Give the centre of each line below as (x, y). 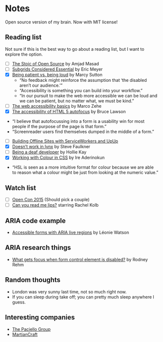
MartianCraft (25, 334)
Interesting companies (40, 317)
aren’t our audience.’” (41, 85)
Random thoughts (33, 280)
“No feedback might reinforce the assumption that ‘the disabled (83, 80)
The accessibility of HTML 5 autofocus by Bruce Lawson (69, 112)
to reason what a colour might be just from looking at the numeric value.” (85, 172)
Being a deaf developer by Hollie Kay (49, 152)
